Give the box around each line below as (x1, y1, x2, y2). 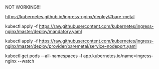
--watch (17, 58, 35, 64)
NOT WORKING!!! (5, 4, 41, 10)
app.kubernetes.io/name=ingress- (83, 53, 154, 59)
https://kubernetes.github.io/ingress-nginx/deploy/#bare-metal (5, 14, 135, 19)
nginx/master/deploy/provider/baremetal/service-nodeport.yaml (5, 43, 137, 49)
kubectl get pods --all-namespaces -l (5, 53, 82, 59)
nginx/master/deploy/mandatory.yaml (5, 29, 82, 34)
